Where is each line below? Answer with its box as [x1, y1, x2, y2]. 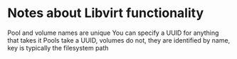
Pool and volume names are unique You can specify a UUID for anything [7, 28, 219, 37]
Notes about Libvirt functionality [7, 5, 204, 21]
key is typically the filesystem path [7, 43, 109, 52]
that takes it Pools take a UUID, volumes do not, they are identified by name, [7, 36, 231, 44]
